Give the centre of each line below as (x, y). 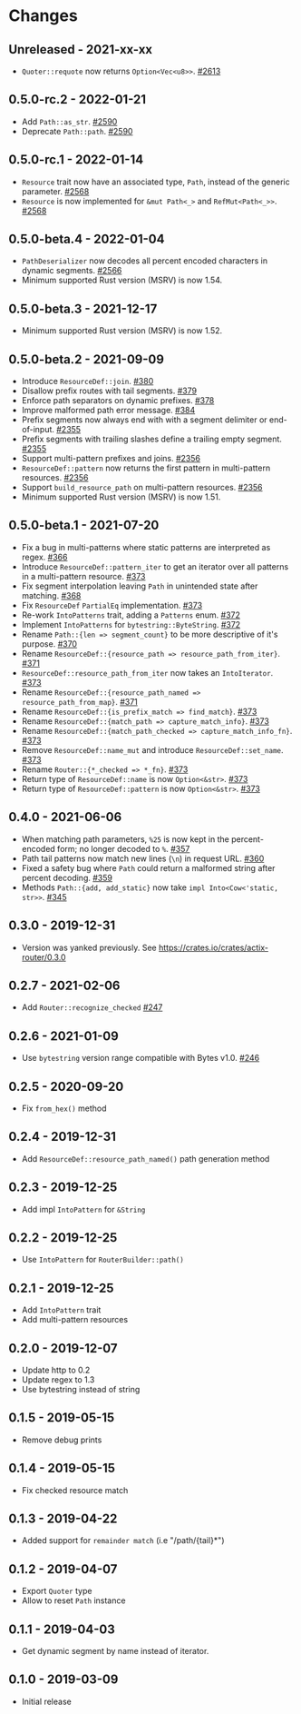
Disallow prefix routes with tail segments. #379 (109, 391)
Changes (43, 16)
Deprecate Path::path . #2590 (77, 131)
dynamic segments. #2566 (72, 271)
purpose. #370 (49, 644)
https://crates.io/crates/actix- (214, 947)
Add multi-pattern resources (75, 1320)
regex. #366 (44, 557)
